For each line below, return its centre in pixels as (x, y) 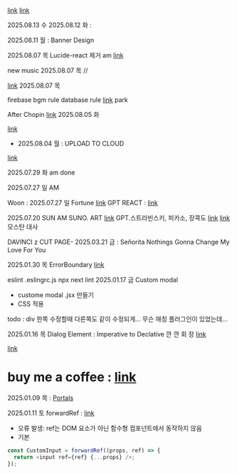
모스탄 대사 (23, 227)
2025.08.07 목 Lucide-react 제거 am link (65, 55)
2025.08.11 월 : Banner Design (51, 40)
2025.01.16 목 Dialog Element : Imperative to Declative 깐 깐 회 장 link (107, 334)
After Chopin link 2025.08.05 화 (53, 114)
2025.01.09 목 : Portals (41, 398)
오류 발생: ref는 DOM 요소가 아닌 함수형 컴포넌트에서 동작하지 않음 (110, 428)
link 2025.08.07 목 (34, 86)
